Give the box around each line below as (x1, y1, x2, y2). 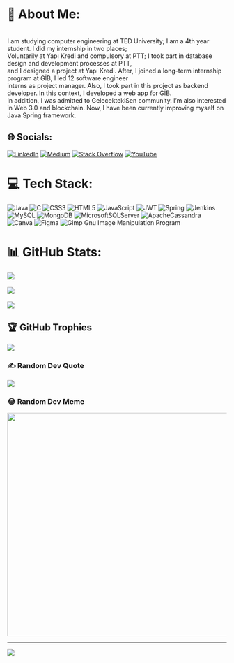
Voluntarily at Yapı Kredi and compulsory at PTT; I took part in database (7, 52, 212, 60)
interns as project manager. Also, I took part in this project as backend (7, 81, 209, 89)
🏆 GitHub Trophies (7, 321, 93, 334)
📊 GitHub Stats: (7, 244, 102, 260)
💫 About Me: (7, 6, 81, 22)
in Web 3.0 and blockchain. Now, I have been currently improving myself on (7, 103, 224, 112)
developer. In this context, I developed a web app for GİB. (7, 89, 172, 97)
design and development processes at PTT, (7, 59, 132, 67)
